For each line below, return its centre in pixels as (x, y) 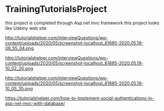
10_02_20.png (19, 68)
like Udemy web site (26, 28)
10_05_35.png (19, 88)
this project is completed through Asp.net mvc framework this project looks (82, 23)
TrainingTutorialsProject (56, 9)
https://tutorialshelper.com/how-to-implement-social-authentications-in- (80, 98)
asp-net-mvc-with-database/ (35, 103)
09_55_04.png (19, 48)
